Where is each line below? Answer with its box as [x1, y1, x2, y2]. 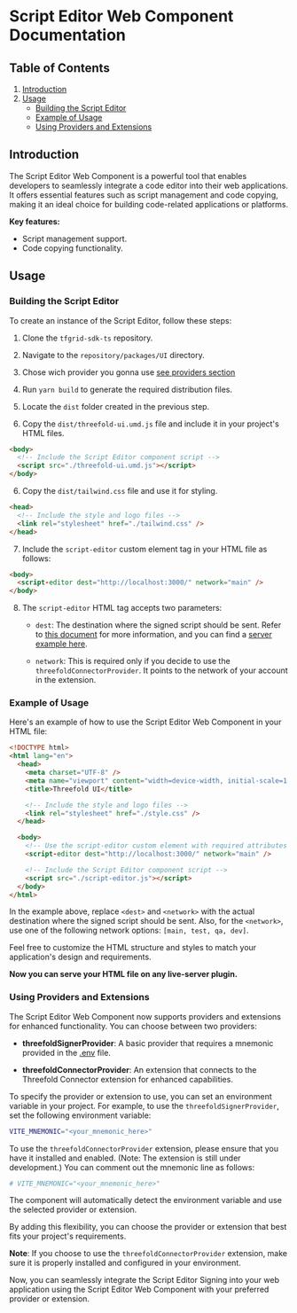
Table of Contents [9, 60, 111, 75]
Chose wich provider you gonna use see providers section [21, 366, 236, 378]
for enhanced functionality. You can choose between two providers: [9, 1020, 257, 1031]
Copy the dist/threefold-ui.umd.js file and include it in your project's [21, 418, 279, 429]
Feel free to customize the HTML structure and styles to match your [9, 942, 257, 953]
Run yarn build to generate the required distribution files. [21, 384, 233, 395]
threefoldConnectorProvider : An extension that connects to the [21, 1064, 257, 1075]
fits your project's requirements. [9, 1231, 127, 1242]
